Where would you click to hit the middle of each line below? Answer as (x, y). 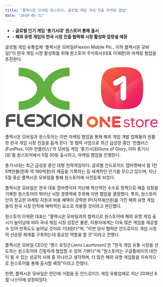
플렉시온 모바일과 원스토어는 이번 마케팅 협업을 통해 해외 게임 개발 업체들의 (76, 137)
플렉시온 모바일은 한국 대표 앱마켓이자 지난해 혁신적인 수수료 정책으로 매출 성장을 (82, 188)
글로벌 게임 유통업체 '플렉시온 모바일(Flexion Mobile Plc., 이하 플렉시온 (73, 47)
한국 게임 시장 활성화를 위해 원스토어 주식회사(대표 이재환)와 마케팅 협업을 (87, 53)
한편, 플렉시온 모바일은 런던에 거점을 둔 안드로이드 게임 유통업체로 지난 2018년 (79, 273)
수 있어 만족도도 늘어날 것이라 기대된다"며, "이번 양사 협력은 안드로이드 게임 (76, 228)
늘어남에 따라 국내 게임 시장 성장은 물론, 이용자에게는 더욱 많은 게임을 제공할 (86, 222)
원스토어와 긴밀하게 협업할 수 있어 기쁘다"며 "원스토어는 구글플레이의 (83, 251)
